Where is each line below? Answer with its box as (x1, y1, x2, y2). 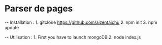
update (4, 24, 19, 30)
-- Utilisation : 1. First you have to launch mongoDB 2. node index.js (4, 34, 141, 40)
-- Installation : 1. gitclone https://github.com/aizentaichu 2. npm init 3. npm (4, 19, 158, 25)
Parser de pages (4, 3, 73, 14)
